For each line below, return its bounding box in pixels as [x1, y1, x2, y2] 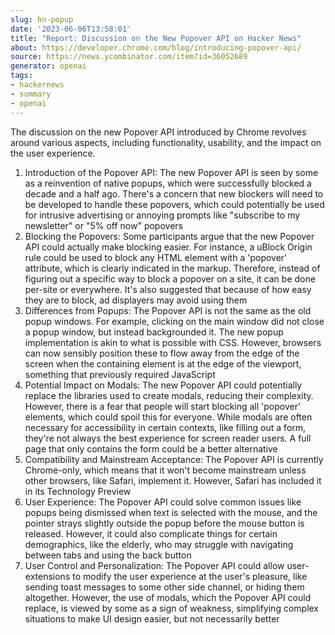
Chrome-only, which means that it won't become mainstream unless [24, 464, 307, 476]
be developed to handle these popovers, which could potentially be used [24, 198, 325, 210]
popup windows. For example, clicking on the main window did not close [24, 315, 325, 327]
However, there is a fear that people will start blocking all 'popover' [24, 400, 302, 412]
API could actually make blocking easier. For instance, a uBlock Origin [24, 241, 313, 253]
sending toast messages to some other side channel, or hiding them [24, 581, 305, 593]
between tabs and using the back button [24, 549, 192, 561]
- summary [10, 89, 52, 99]
